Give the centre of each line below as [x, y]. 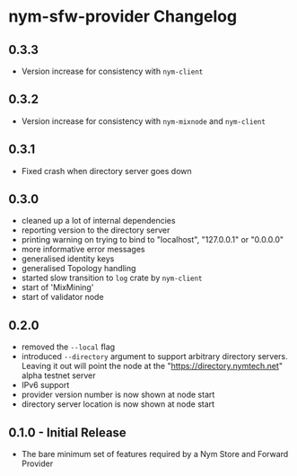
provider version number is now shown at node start [118, 395]
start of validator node [62, 297]
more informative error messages [83, 250]
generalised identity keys [68, 259]
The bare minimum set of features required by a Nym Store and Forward [155, 454]
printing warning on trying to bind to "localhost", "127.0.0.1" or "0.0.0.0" [153, 240]
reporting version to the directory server [96, 230]
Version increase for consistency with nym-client [112, 71]
